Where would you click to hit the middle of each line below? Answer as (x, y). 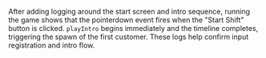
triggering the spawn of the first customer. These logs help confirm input (129, 37)
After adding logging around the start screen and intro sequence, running (129, 12)
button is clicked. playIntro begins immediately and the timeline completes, (133, 28)
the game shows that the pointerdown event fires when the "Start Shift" (126, 20)
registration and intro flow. (52, 45)
